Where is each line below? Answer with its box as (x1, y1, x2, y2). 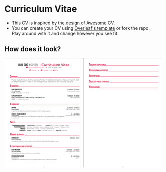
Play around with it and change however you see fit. (11, 30, 119, 36)
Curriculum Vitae (4, 3, 77, 15)
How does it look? (4, 45, 61, 53)
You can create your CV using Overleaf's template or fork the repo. (11, 25, 150, 31)
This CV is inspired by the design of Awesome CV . (11, 20, 115, 26)
